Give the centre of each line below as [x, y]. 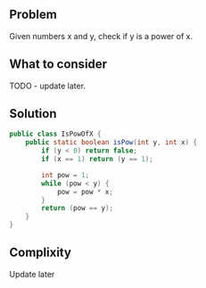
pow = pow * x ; [85, 192]
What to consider [58, 65]
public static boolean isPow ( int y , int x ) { [111, 143]
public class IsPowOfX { [55, 134]
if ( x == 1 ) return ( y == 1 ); [97, 160]
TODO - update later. [48, 86]
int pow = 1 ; [66, 175]
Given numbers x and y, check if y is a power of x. [101, 36]
